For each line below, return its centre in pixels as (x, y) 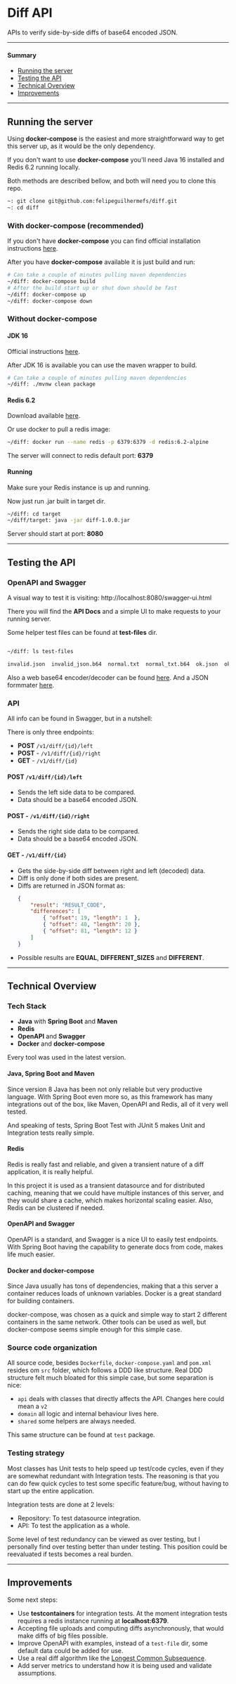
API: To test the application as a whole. (73, 1525)
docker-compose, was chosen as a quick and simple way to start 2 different (117, 1315)
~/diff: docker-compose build (52, 281)
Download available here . (44, 416)
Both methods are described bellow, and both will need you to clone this (112, 180)
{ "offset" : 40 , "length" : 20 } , (92, 925)
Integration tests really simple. (51, 1133)
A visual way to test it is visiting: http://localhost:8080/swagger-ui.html (110, 598)
